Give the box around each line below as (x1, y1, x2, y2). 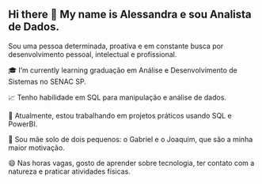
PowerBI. (8, 119, 38, 129)
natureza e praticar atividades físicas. (8, 167, 131, 176)
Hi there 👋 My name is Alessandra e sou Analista (8, 8, 252, 21)
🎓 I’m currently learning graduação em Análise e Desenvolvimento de (8, 65, 237, 75)
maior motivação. (8, 143, 65, 152)
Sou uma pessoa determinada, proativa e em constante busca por (8, 41, 224, 51)
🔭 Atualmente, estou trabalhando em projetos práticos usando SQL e (8, 111, 232, 120)
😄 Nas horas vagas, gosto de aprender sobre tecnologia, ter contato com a (8, 158, 255, 167)
